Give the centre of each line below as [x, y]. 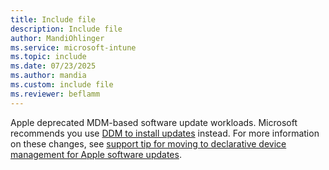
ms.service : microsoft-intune [73, 47]
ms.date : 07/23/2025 [53, 66]
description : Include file [66, 29]
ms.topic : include [48, 57]
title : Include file [53, 19]
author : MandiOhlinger [57, 38]
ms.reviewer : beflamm [55, 94]
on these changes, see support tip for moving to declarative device [148, 143]
